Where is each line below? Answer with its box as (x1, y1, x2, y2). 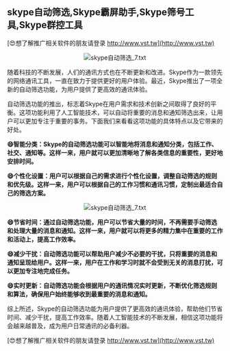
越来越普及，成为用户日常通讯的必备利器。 (12, 322, 133, 330)
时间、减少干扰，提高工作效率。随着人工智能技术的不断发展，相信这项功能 (7, 313, 217, 321)
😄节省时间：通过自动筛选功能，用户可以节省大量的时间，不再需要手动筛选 (7, 218, 218, 226)
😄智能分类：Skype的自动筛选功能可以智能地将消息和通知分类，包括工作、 (7, 140, 218, 148)
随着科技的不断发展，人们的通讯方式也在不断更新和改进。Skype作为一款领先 (7, 68, 223, 76)
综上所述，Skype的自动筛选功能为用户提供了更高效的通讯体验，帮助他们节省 (7, 304, 223, 313)
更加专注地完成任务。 (12, 267, 73, 275)
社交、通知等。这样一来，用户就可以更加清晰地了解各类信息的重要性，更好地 (7, 148, 223, 156)
